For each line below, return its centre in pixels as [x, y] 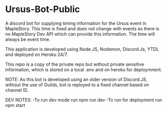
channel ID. [17, 90]
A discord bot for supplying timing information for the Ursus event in [76, 23]
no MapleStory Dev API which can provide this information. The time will [80, 34]
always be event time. [28, 39]
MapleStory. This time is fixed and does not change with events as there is [82, 28]
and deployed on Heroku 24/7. [36, 54]
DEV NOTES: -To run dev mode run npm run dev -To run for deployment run [84, 100]
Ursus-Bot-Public [43, 9]
